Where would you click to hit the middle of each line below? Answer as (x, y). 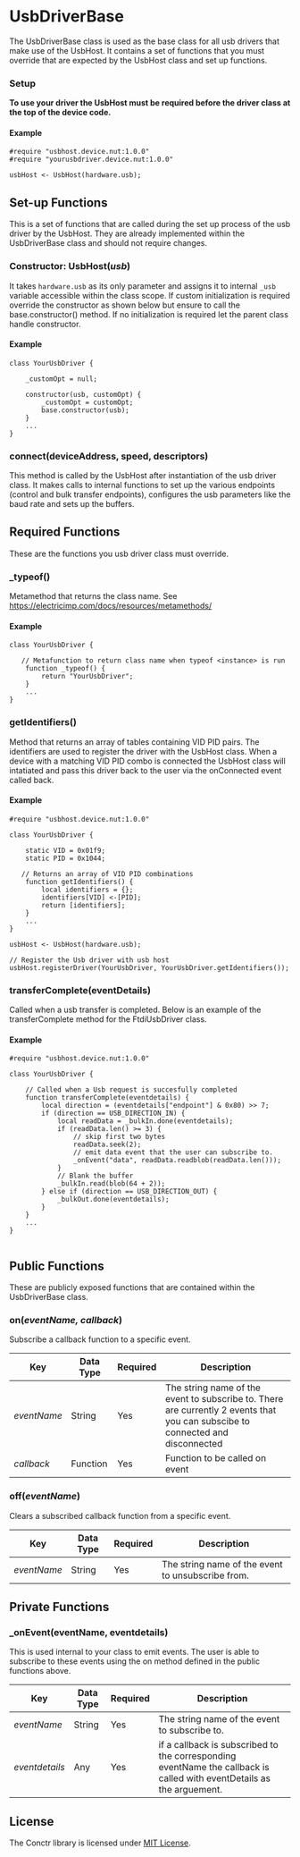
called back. (32, 780)
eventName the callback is (214, 1768)
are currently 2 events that (221, 1410)
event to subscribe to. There (224, 1399)
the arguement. (191, 1790)
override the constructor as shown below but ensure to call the (125, 305)
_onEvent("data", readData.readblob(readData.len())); (177, 1161)
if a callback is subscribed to (218, 1745)
